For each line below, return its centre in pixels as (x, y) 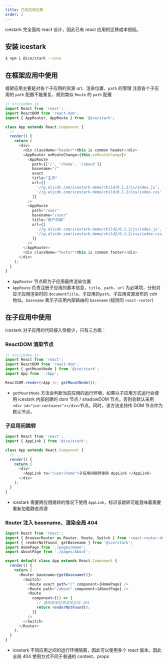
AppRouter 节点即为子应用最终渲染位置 (52, 281)
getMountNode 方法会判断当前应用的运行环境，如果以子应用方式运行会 (83, 392)
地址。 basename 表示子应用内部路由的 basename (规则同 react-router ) (83, 300)
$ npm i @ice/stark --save (33, 58)
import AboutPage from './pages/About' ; (48, 552)
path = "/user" (45, 210)
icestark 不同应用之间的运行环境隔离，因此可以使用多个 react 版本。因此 (87, 650)
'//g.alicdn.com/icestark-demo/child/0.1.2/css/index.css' (99, 192)
